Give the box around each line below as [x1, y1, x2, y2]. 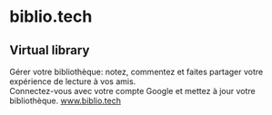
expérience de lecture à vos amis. [9, 76, 136, 87]
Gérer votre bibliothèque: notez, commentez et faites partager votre [9, 66, 264, 77]
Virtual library [9, 43, 90, 58]
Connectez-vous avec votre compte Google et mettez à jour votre [9, 86, 257, 96]
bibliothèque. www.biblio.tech [9, 95, 121, 106]
